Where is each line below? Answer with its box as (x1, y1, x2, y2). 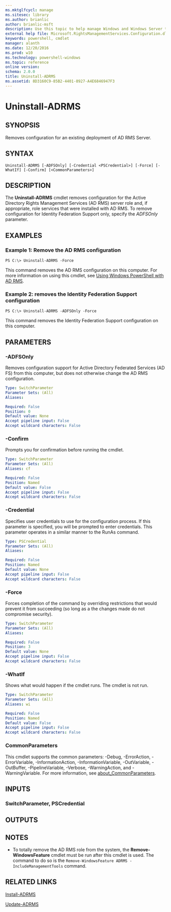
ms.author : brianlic (5, 17, 49, 22)
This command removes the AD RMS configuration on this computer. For (5, 267, 158, 273)
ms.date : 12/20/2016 (5, 45, 49, 51)
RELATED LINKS (5, 878, 57, 886)
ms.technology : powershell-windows (5, 55, 81, 60)
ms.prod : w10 (5, 50, 33, 55)
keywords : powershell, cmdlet (5, 36, 70, 41)
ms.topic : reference (5, 60, 49, 65)
